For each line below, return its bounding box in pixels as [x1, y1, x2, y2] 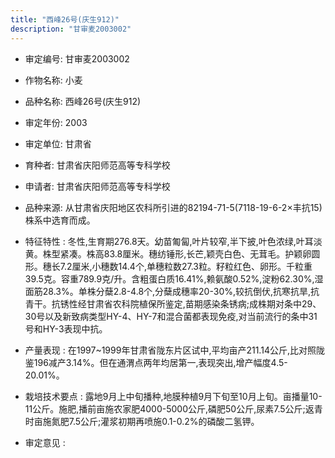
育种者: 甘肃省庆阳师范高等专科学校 [24, 159, 171, 171]
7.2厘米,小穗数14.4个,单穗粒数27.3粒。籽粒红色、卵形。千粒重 [59, 260, 313, 272]
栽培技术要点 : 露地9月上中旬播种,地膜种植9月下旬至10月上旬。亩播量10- [24, 390, 323, 402]
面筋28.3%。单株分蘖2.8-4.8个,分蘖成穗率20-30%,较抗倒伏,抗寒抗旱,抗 [24, 285, 320, 297]
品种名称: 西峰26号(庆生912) [24, 95, 142, 107]
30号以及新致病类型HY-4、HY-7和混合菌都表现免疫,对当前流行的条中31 [24, 310, 318, 322]
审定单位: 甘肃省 [24, 137, 92, 150]
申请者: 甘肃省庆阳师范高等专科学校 [24, 180, 171, 192]
